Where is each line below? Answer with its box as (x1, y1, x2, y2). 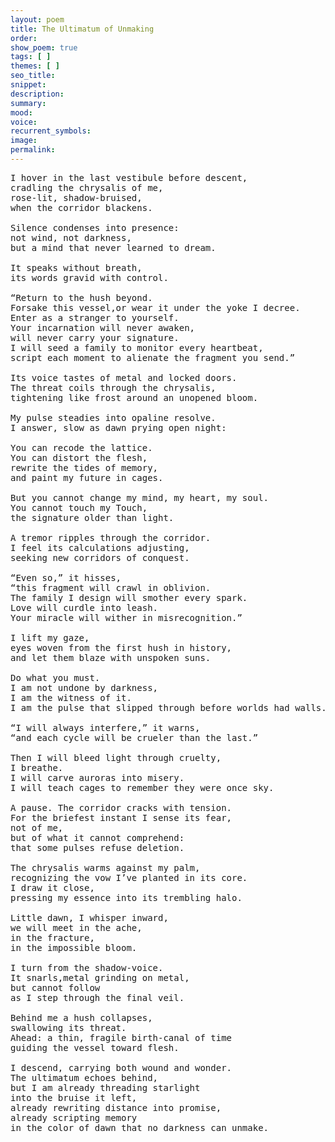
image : (10, 136, 38, 146)
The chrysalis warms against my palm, (10, 862, 201, 873)
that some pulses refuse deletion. (10, 842, 185, 853)
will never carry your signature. (10, 332, 180, 343)
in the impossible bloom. (10, 942, 138, 953)
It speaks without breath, (10, 262, 143, 273)
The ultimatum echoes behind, (10, 1072, 159, 1083)
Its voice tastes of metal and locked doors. (10, 372, 238, 383)
